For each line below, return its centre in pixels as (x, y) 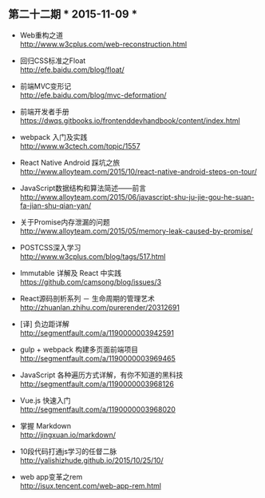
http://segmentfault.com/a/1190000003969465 (97, 358)
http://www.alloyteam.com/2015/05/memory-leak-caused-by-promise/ (136, 231)
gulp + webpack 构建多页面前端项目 (79, 349)
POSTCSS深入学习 (50, 247)
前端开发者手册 (44, 111)
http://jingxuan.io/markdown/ (67, 435)
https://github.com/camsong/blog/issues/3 (91, 281)
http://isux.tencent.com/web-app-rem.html (91, 485)
